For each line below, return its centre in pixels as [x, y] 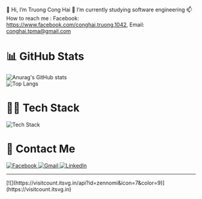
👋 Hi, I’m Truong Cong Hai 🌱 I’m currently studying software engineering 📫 [99, 10]
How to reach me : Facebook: [43, 18]
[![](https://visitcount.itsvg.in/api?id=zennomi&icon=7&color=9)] [85, 183]
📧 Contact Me [41, 149]
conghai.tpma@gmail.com [38, 31]
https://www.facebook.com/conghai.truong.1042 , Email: [75, 25]
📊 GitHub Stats [45, 57]
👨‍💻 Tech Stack [43, 108]
